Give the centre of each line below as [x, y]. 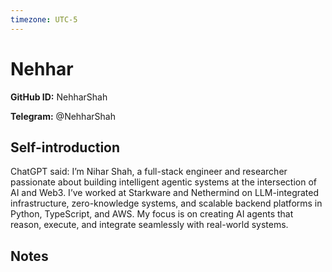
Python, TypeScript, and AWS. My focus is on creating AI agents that [152, 214]
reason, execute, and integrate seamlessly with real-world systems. [149, 225]
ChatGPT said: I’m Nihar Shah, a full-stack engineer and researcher [149, 172]
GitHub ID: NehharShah [59, 97]
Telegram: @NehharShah [63, 116]
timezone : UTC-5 [44, 19]
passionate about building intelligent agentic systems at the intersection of [164, 182]
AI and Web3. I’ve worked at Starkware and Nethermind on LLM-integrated [165, 193]
